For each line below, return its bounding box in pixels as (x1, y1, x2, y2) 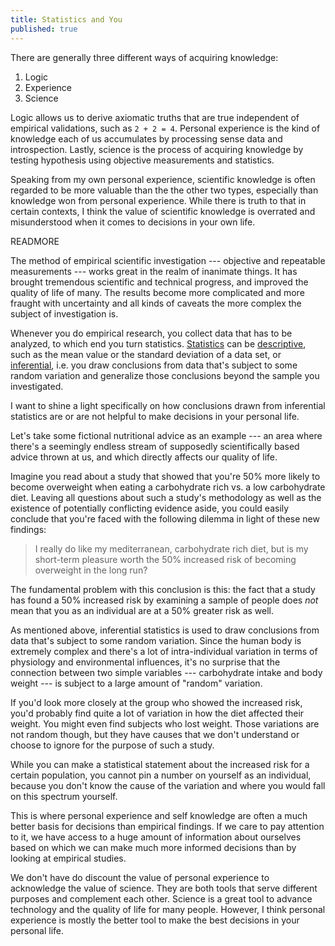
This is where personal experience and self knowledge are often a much (10, 809, 308, 821)
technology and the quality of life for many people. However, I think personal (10, 903, 326, 915)
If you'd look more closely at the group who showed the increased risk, (10, 696, 303, 708)
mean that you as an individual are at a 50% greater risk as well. (10, 604, 275, 616)
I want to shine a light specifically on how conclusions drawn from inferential (10, 399, 326, 411)
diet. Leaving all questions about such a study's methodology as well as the (10, 491, 322, 503)
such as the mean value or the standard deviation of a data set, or (10, 348, 282, 360)
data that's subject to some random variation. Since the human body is (10, 634, 302, 646)
